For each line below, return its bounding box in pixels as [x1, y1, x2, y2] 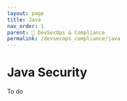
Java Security [7, 65, 87, 81]
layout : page [7, 10, 44, 17]
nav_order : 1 [7, 23, 44, 29]
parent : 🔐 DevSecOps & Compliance [7, 29, 106, 36]
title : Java [7, 16, 41, 23]
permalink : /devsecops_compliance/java [7, 35, 121, 42]
